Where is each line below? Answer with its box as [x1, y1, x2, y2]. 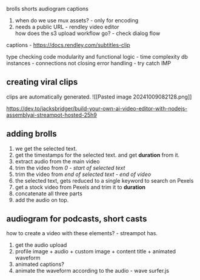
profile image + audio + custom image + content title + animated [15, 248, 176, 255]
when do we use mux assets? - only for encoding [15, 17, 139, 24]
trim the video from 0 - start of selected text [15, 164, 125, 171]
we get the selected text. [15, 145, 78, 152]
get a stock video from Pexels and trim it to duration [15, 183, 146, 190]
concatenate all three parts [15, 190, 83, 197]
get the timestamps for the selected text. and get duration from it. [15, 151, 180, 158]
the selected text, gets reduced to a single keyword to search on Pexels [15, 177, 194, 184]
